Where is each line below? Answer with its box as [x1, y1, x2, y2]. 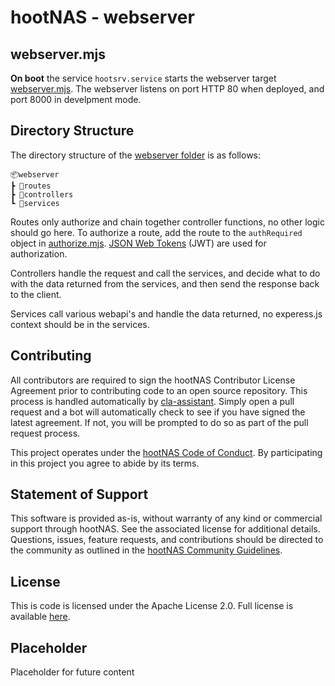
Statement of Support [10, 486, 149, 503]
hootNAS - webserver [10, 6, 195, 29]
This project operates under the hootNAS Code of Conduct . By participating [10, 446, 323, 458]
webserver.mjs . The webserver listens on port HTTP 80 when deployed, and [10, 83, 325, 95]
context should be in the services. [10, 318, 150, 330]
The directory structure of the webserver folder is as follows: [10, 149, 262, 161]
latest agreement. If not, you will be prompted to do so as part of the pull [10, 416, 309, 428]
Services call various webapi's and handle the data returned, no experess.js [10, 307, 323, 320]
